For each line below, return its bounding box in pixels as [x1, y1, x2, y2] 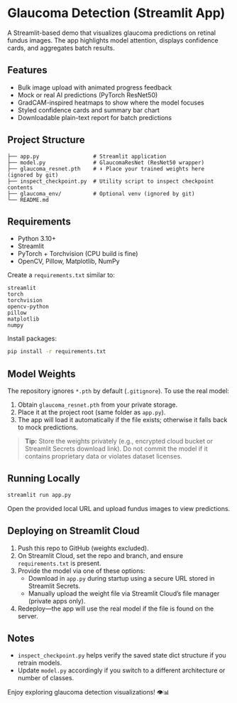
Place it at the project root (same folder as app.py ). [17, 408, 166, 417]
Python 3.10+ [17, 235, 57, 243]
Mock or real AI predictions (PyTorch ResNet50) [17, 90, 158, 99]
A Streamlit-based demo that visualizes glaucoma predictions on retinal [7, 28, 216, 37]
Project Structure [7, 134, 85, 146]
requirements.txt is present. [17, 559, 101, 567]
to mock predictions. [17, 423, 78, 431]
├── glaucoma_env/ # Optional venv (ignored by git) [7, 190, 195, 197]
